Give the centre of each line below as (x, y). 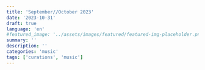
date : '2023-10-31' (31, 18)
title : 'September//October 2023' (50, 12)
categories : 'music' (33, 52)
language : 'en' (26, 29)
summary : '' (21, 40)
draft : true (21, 23)
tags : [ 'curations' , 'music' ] (45, 57)
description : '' (27, 46)
